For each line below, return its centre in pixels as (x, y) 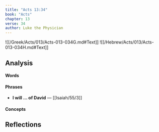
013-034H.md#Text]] (27, 47)
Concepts (15, 109)
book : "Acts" (19, 14)
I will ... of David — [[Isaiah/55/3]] (47, 98)
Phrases (14, 87)
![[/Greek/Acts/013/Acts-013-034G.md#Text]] (52, 42)
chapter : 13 (17, 19)
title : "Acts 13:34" (27, 10)
